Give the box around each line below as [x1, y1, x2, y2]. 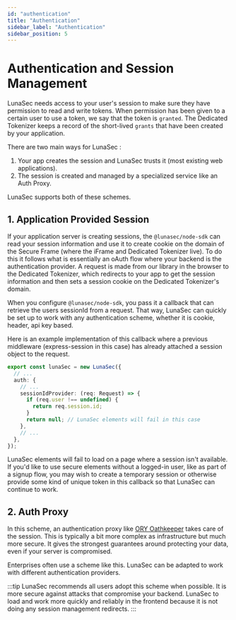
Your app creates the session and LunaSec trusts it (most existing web [17, 156, 223, 165]
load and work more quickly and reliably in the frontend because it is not [7, 597, 218, 606]
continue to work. [7, 486, 59, 494]
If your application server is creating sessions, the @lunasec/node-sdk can [7, 232, 221, 241]
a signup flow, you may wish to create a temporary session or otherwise [7, 470, 217, 478]
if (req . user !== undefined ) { [25, 396, 119, 403]
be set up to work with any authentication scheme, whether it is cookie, [7, 314, 216, 322]
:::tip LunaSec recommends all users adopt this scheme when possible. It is [7, 582, 227, 591]
